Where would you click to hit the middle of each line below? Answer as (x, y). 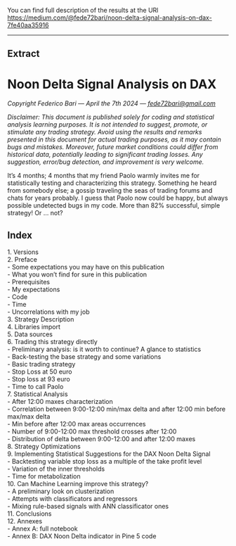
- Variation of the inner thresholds (56, 469)
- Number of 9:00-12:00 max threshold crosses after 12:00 (92, 431)
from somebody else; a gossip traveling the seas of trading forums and (110, 191)
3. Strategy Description (41, 319)
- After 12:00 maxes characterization (60, 402)
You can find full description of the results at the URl (83, 10)
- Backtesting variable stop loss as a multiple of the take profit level (105, 462)
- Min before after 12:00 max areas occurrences (77, 424)
